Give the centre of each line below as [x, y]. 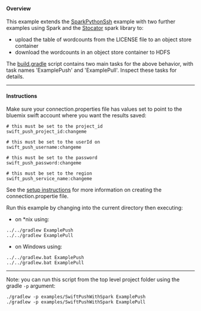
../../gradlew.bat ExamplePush [45, 258]
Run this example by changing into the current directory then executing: [95, 208]
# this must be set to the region [49, 173]
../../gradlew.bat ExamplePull [45, 263]
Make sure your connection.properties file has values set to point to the [94, 109]
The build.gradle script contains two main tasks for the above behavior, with [100, 64]
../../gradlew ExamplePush [40, 230]
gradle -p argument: [31, 286]
